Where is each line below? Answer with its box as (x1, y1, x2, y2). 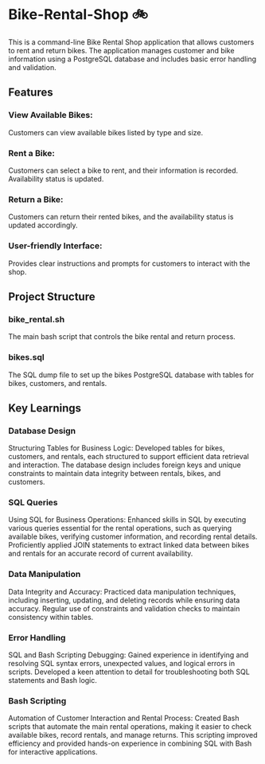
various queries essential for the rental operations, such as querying (8, 524, 232, 533)
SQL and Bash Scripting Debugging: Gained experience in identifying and (8, 650, 249, 660)
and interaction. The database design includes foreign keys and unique (8, 460, 241, 470)
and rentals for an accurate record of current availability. (8, 549, 193, 559)
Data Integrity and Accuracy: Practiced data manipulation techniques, (8, 587, 236, 596)
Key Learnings (8, 401, 82, 415)
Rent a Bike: (8, 147, 56, 158)
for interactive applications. (8, 747, 98, 757)
